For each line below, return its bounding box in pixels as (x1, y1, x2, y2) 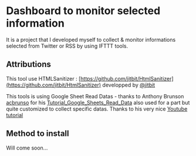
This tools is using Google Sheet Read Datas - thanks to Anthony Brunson (6, 92, 184, 99)
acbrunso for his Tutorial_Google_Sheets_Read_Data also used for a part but (6, 99, 190, 106)
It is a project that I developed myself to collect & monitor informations (6, 36, 176, 43)
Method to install (6, 128, 69, 139)
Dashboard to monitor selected (6, 4, 161, 18)
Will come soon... (6, 144, 48, 151)
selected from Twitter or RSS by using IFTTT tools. (6, 42, 129, 49)
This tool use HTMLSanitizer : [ (6, 75, 81, 82)
